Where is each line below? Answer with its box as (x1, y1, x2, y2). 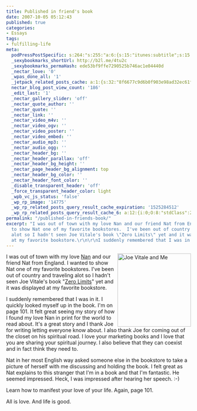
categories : (6, 25, 35, 31)
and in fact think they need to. (6, 345, 79, 352)
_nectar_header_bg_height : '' (11, 161, 85, 167)
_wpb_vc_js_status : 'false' (11, 194, 80, 200)
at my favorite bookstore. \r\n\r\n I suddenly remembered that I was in (11, 237, 191, 243)
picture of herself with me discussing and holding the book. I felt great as (6, 363, 183, 370)
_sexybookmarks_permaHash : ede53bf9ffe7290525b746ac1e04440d (11, 63, 164, 69)
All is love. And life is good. (6, 398, 72, 405)
